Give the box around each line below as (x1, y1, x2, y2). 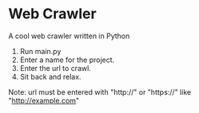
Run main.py (19, 46, 62, 56)
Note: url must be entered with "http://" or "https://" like (8, 87, 192, 96)
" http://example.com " (8, 95, 80, 105)
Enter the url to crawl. (19, 63, 92, 72)
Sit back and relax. (19, 72, 82, 81)
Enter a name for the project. (19, 55, 115, 64)
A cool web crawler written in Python (8, 31, 130, 41)
